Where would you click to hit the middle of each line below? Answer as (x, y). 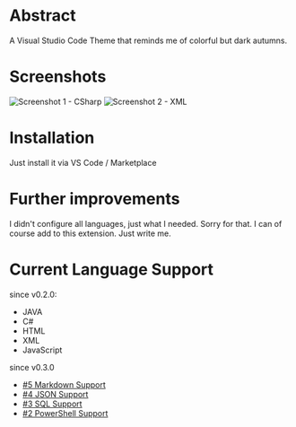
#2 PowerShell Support (65, 413)
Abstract (43, 16)
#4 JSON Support (55, 394)
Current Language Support (111, 269)
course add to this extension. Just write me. (91, 233)
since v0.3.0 (32, 367)
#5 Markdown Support (64, 384)
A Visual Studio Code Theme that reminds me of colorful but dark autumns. (148, 40)
